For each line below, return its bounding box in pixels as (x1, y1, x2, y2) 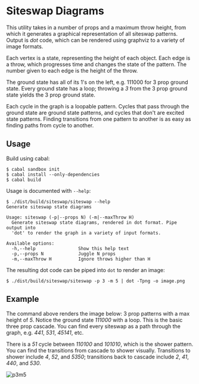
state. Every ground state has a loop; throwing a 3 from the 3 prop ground (6, 85, 188, 92)
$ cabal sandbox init (6, 166, 60, 172)
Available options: (6, 240, 55, 246)
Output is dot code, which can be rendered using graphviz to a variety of (6, 36, 185, 43)
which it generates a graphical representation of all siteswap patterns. (6, 30, 178, 37)
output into (6, 224, 36, 230)
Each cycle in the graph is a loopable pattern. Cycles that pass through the (6, 102, 189, 110)
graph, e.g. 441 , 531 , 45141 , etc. (6, 329, 84, 336)
